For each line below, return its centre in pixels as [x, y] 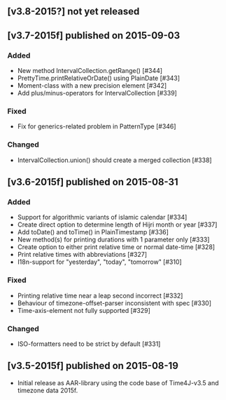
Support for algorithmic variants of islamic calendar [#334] [102, 218]
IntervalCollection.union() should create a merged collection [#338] [114, 160]
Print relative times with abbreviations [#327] [82, 255]
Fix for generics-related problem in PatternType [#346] [97, 126]
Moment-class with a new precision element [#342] [92, 86]
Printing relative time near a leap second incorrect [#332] [100, 295]
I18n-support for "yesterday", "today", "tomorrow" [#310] [99, 262]
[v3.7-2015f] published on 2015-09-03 [94, 35]
